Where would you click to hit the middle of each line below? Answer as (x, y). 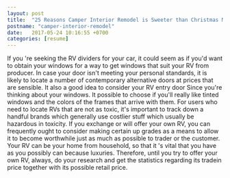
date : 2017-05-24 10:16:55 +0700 (58, 33)
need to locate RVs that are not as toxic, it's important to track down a (105, 110)
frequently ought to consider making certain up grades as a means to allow (113, 131)
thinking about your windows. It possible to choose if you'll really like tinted (113, 95)
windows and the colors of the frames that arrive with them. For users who (112, 102)
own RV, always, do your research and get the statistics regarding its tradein (114, 160)
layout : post (26, 13)
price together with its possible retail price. (67, 168)
